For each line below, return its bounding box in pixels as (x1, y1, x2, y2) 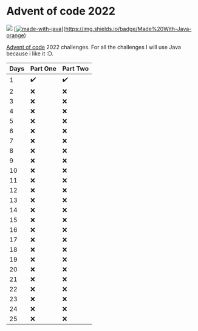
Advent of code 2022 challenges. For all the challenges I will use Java (6, 43, 181, 51)
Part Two (62, 64, 89, 72)
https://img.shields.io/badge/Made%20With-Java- (65, 25, 192, 32)
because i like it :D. (6, 50, 53, 57)
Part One (30, 64, 56, 72)
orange (6, 32, 24, 39)
